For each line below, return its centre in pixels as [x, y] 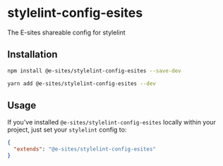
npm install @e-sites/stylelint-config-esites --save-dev [94, 71]
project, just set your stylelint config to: [67, 130]
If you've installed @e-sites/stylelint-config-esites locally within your [112, 122]
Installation [32, 55]
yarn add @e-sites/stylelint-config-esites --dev [82, 83]
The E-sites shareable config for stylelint [66, 32]
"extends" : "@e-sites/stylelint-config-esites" [85, 149]
